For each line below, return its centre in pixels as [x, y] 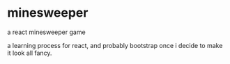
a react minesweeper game [46, 32]
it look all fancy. [30, 53]
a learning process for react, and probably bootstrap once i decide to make [115, 45]
